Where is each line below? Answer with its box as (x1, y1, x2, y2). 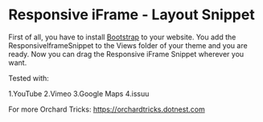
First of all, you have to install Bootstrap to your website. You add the (8, 32, 236, 42)
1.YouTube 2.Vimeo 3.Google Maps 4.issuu (8, 88, 150, 98)
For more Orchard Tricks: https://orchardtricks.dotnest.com (8, 104, 205, 114)
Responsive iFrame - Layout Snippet (8, 6, 255, 24)
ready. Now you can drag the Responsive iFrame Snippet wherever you (8, 49, 245, 59)
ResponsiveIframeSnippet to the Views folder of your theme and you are (8, 40, 248, 50)
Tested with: (8, 73, 50, 83)
